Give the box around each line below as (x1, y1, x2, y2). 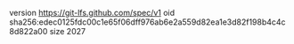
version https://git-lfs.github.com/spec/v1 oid (9, 8, 176, 18)
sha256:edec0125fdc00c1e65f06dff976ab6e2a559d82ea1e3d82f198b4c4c (9, 17, 287, 27)
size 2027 (49, 26, 86, 36)
